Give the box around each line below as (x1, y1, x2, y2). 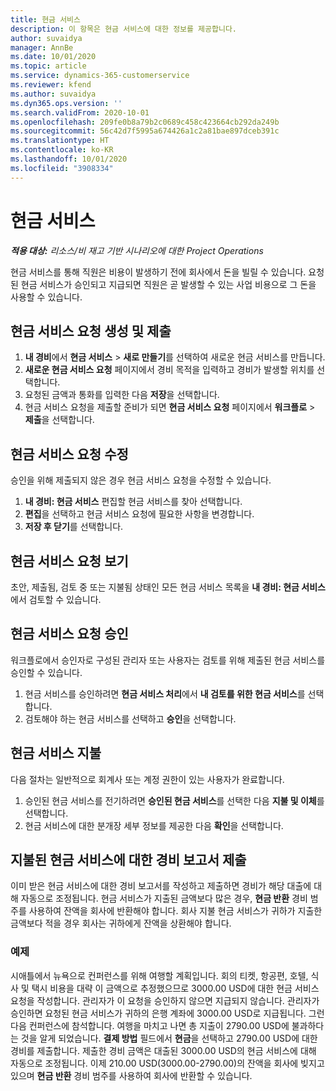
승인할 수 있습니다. (10, 666, 83, 678)
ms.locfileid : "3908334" (10, 163, 114, 173)
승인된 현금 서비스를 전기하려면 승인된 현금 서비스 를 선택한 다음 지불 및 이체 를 (24, 794, 325, 806)
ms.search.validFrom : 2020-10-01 (10, 107, 150, 118)
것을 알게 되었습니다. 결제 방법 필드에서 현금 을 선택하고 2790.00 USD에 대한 (20, 1032, 318, 1044)
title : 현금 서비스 (10, 14, 81, 25)
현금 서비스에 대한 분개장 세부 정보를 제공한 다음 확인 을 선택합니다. (24, 819, 284, 831)
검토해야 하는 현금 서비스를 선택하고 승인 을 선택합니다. (24, 712, 237, 725)
